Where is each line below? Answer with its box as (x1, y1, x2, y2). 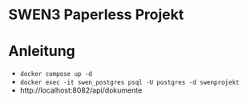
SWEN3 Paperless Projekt (8, 6, 184, 24)
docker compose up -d (19, 70, 92, 78)
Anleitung (8, 42, 75, 61)
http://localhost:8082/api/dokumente (19, 85, 143, 95)
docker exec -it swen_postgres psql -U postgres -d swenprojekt (19, 78, 240, 87)
